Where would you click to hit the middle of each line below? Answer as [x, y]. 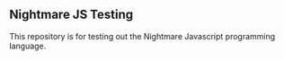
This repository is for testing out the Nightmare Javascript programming [142, 36]
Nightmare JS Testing [71, 15]
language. [28, 46]
